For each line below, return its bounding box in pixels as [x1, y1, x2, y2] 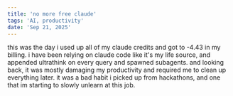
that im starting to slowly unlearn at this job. [7, 81, 136, 90]
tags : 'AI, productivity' [7, 17, 84, 24]
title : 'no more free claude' [7, 10, 97, 18]
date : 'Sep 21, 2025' [7, 23, 72, 31]
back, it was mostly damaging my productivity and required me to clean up [7, 65, 227, 75]
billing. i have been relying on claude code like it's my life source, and [7, 50, 211, 59]
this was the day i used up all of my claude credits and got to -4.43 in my [7, 43, 221, 52]
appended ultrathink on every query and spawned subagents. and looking [7, 58, 224, 67]
